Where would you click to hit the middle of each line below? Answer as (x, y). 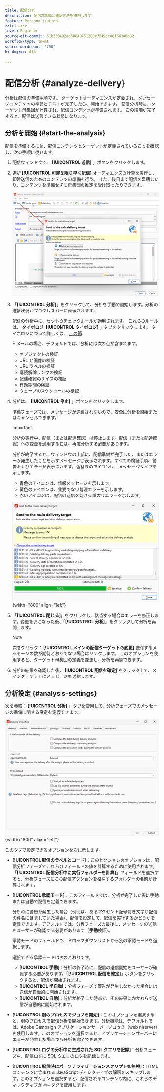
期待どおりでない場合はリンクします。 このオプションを (98, 654)
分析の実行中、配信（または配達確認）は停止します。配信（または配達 (82, 438)
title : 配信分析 (20, 10)
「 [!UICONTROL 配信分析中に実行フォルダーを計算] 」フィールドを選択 (83, 873)
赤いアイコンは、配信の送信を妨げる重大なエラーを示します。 (81, 495)
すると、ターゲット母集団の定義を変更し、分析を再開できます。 (80, 660)
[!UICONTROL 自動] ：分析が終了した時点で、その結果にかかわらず (86, 998)
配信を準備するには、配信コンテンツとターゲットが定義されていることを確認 (82, 146)
